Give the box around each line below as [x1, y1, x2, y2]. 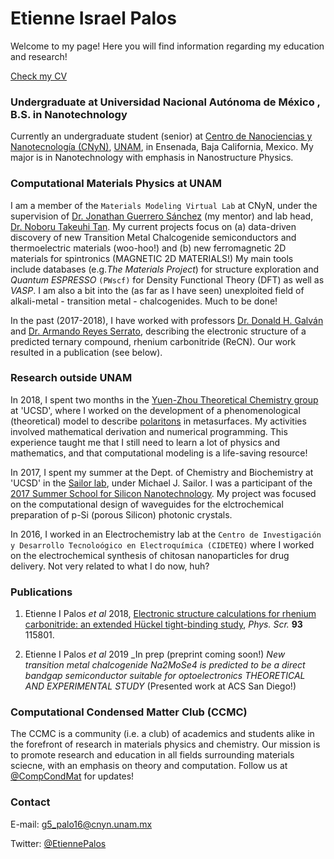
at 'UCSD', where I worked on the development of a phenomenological [10, 404, 301, 416]
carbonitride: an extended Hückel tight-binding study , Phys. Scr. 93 [24, 618, 303, 631]
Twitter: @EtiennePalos [10, 837, 107, 849]
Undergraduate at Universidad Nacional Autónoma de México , [10, 95, 321, 109]
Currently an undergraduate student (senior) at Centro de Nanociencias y [10, 130, 313, 142]
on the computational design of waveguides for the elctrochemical [10, 498, 284, 510]
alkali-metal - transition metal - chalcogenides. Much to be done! [10, 295, 278, 307]
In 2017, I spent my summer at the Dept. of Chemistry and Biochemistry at [10, 466, 314, 478]
